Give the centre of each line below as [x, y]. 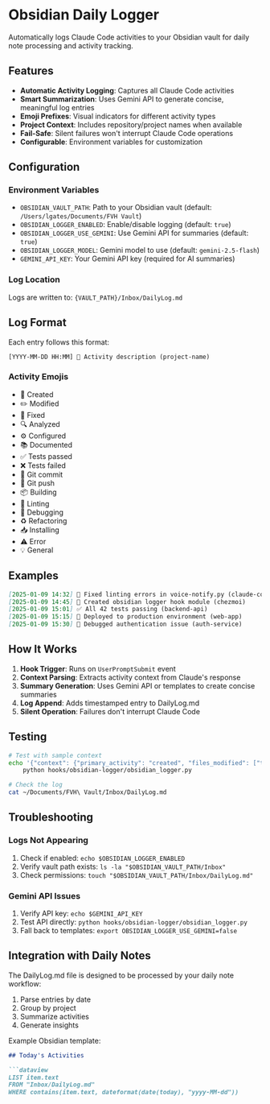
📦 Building [39, 492]
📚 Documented [46, 444]
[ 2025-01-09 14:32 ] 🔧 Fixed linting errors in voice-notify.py [117, 594]
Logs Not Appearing [48, 841]
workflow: [25, 983]
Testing [28, 737]
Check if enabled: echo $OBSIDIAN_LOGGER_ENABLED [102, 858]
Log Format [37, 323]
